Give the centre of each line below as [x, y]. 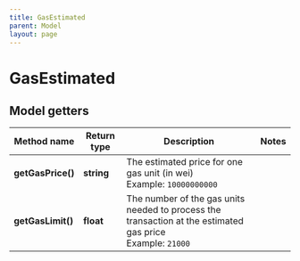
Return [101, 136]
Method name [44, 142]
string [96, 173]
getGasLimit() [44, 221]
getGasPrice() [44, 173]
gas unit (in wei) [160, 173]
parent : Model [36, 26]
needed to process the [174, 210]
